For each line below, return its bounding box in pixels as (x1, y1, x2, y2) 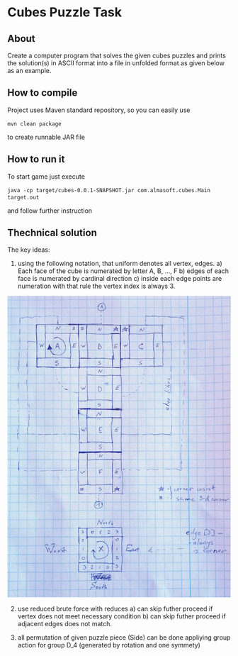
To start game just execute (7, 172, 85, 181)
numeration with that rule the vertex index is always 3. (17, 282, 176, 291)
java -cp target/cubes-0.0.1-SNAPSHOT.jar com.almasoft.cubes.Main (7, 187, 211, 194)
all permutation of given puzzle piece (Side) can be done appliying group (17, 633, 231, 642)
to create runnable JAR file (7, 133, 85, 141)
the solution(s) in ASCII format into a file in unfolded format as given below (7, 59, 225, 67)
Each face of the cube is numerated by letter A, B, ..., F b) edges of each (17, 267, 229, 275)
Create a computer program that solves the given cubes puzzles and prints (7, 51, 227, 60)
